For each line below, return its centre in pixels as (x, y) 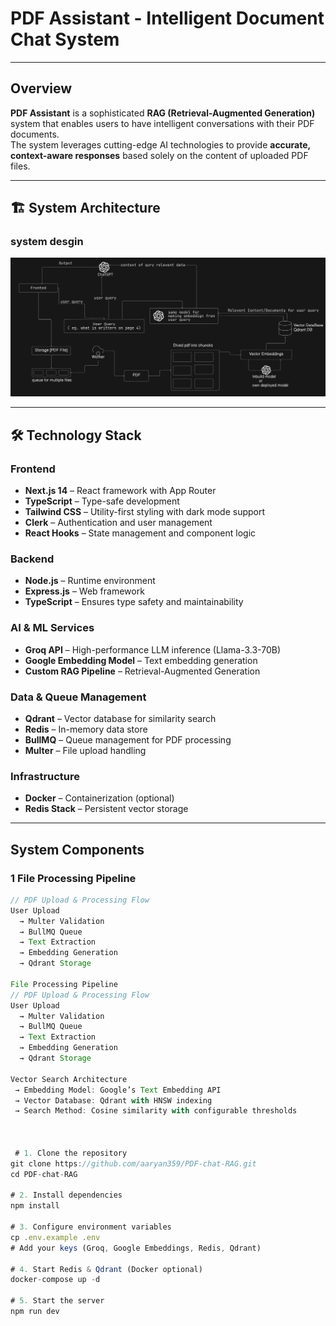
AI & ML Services (52, 628)
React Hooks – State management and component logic (140, 533)
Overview (41, 88)
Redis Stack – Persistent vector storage (106, 809)
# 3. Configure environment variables (91, 1227)
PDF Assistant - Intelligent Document (167, 18)
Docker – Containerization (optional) (99, 798)
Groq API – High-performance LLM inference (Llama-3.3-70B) (153, 649)
